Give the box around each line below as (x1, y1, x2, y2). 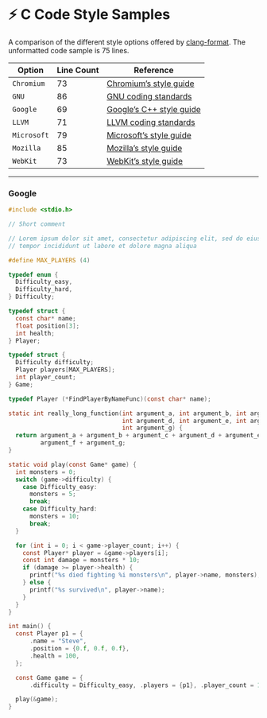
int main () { (8, 623, 52, 631)
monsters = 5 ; (29, 490, 77, 499)
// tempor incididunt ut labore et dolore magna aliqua (8, 242, 197, 250)
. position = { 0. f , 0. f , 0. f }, (29, 645, 130, 653)
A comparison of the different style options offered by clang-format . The (8, 37, 246, 47)
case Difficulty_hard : (22, 505, 98, 513)
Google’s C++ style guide (106, 103, 201, 114)
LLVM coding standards (106, 116, 196, 127)
